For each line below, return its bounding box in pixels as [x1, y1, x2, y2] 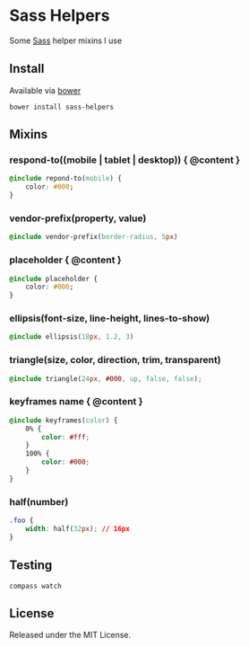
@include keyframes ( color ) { [9, 415, 118, 425]
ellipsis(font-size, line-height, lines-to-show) [9, 312, 210, 324]
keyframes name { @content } [9, 395, 143, 408]
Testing [9, 558, 53, 573]
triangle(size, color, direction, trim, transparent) [9, 354, 221, 367]
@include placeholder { [9, 274, 99, 283]
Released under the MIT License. [9, 630, 132, 641]
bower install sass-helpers [9, 102, 115, 111]
